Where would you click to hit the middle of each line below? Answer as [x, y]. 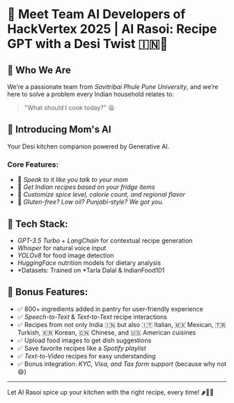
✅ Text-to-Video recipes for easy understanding [86, 356]
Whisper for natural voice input [62, 248]
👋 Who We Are [39, 70]
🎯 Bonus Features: [48, 292]
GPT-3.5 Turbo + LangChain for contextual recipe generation [105, 241]
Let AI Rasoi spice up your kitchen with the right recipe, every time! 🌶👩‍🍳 [111, 392]
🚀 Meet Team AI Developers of [96, 14]
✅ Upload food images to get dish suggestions [84, 340]
